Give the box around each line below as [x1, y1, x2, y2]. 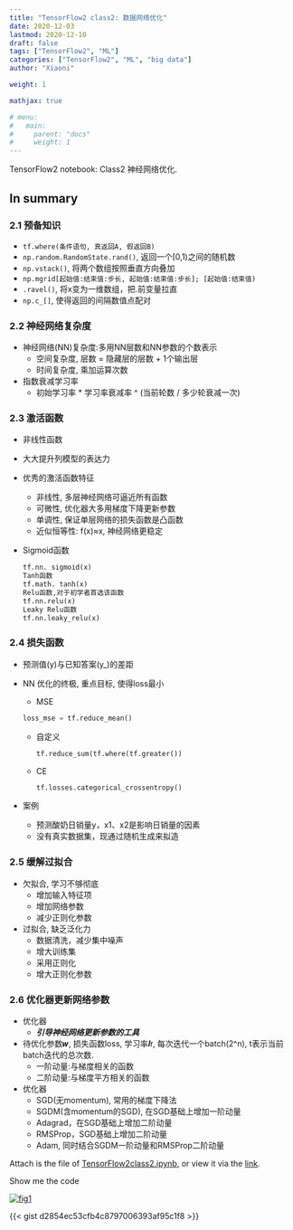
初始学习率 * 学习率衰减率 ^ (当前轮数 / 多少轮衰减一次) [35, 387, 241, 398]
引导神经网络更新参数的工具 [35, 1027, 140, 1038]
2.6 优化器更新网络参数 [9, 993, 110, 1006]
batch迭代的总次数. [22, 1050, 95, 1061]
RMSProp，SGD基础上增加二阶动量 [35, 1129, 167, 1140]
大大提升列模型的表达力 [22, 453, 110, 464]
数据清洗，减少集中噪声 [35, 934, 124, 945]
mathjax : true [9, 96, 63, 105]
